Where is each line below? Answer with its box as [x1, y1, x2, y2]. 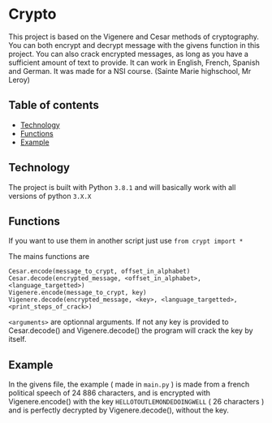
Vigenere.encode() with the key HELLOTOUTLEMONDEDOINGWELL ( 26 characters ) [8, 397, 265, 407]
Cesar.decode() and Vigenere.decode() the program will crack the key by [8, 326, 253, 335]
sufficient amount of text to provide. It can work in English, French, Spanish [8, 58, 260, 67]
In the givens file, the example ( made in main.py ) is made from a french [8, 379, 250, 390]
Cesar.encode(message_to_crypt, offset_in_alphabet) [8, 267, 191, 276]
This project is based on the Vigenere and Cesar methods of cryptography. [8, 32, 260, 41]
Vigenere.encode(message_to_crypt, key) [8, 289, 148, 297]
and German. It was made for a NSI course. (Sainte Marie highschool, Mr [8, 66, 252, 76]
